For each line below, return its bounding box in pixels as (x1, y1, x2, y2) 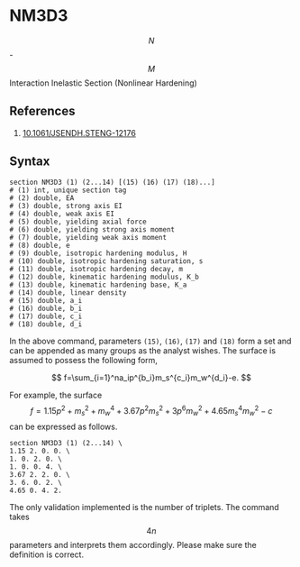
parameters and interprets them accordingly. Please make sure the (9, 540, 257, 551)
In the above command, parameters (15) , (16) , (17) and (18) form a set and (9, 335, 292, 346)
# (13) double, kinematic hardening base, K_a (9, 280, 187, 289)
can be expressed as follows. (9, 421, 118, 433)
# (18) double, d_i (9, 319, 83, 329)
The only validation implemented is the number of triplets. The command (9, 502, 279, 513)
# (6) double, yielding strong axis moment (9, 224, 176, 234)
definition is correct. (9, 549, 84, 560)
